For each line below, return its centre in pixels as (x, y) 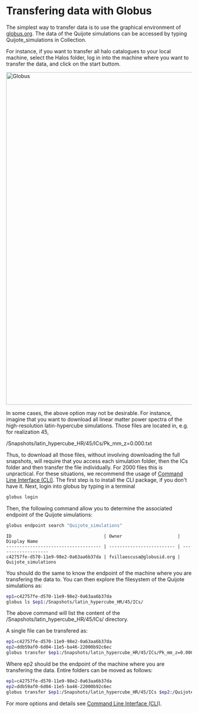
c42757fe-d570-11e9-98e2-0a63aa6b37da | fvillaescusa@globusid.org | (93, 557)
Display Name (22, 541)
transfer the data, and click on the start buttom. (63, 64)
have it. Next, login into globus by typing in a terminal (71, 486)
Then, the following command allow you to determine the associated (89, 508)
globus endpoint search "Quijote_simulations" (64, 525)
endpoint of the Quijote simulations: (49, 514)
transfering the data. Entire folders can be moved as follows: (80, 670)
